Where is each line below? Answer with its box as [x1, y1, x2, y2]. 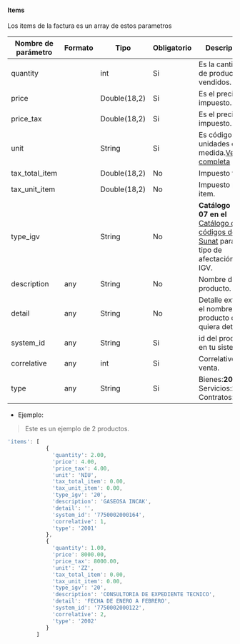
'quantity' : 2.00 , [52, 451, 107, 458]
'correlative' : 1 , [52, 518, 107, 525]
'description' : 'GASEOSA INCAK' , [52, 498, 152, 505]
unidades [199, 139, 230, 149]
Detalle [199, 295, 223, 305]
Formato [64, 43, 94, 53]
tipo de [199, 245, 223, 255]
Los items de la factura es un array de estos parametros [7, 21, 172, 30]
